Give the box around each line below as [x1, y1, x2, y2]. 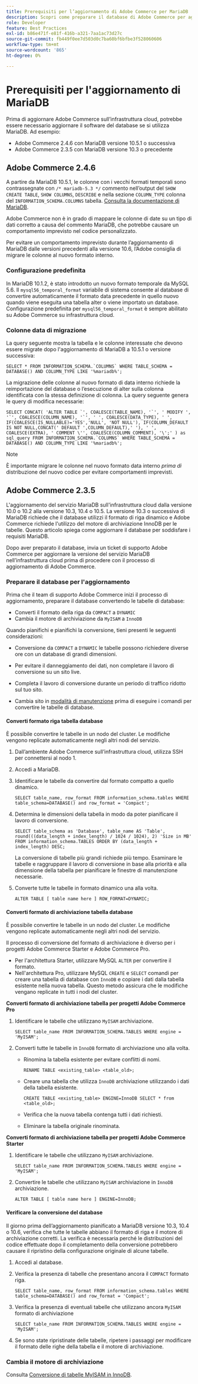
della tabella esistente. [23, 1084, 78, 1091]
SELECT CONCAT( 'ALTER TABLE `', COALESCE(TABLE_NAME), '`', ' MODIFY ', [6, 409, 192, 415]
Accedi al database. [14, 1259, 63, 1266]
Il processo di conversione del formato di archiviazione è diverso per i [6, 939, 176, 947]
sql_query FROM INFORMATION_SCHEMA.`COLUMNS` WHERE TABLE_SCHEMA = [6, 435, 176, 441]
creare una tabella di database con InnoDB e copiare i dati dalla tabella [14, 976, 184, 983]
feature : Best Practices [6, 25, 67, 31]
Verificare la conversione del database [6, 1209, 103, 1216]
